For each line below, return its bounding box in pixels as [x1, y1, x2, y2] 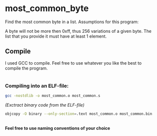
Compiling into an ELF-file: [5, 82, 69, 89]
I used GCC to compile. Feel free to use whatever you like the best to [5, 60, 142, 66]
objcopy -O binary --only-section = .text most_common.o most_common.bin [5, 111, 152, 116]
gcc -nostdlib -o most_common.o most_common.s [5, 94, 100, 98]
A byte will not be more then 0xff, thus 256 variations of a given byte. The [5, 28, 152, 34]
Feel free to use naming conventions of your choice [5, 125, 110, 131]
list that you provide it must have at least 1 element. [5, 33, 107, 39]
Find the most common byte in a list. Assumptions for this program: [5, 19, 139, 25]
